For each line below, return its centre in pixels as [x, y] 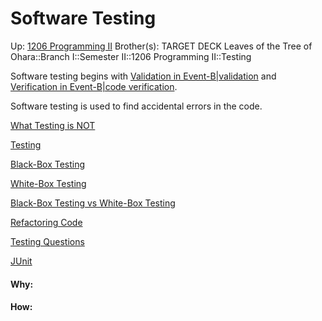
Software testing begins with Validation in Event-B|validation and [143, 76]
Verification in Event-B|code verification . [94, 86]
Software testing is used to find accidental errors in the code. [136, 106]
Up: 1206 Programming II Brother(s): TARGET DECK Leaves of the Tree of [161, 46]
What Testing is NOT [53, 125]
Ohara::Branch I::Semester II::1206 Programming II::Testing [131, 56]
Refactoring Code [46, 222]
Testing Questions [47, 241]
